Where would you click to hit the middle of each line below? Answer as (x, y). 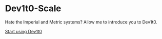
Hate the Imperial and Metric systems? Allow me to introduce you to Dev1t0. (81, 22)
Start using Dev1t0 (24, 31)
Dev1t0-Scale (33, 9)
